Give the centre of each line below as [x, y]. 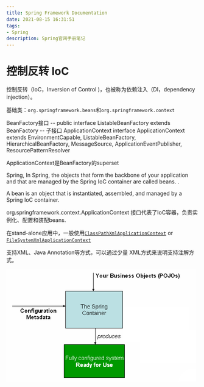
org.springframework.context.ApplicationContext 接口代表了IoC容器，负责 [100, 213]
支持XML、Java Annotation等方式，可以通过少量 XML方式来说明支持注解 [98, 252]
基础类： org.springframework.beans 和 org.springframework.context [91, 110]
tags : [13, 26]
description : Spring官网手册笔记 [46, 39]
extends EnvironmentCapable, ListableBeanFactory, [71, 138]
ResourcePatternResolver [38, 151]
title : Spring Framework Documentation [57, 13]
